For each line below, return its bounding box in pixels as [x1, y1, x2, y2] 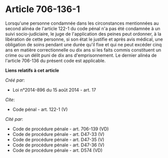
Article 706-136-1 [5, 4, 80, 15]
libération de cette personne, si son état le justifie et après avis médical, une [5, 36, 163, 42]
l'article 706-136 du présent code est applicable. [5, 57, 106, 63]
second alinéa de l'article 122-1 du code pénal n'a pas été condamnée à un [5, 25, 160, 31]
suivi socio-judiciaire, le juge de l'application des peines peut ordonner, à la [5, 31, 162, 37]
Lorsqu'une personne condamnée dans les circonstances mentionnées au [5, 20, 159, 26]
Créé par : [5, 77, 25, 83]
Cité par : [5, 116, 24, 122]
